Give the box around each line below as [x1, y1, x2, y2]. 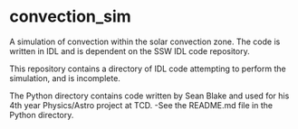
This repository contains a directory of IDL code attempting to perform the [9, 63, 287, 74]
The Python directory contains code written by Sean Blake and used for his [9, 90, 290, 101]
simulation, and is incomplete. [9, 72, 120, 83]
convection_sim [9, 6, 131, 27]
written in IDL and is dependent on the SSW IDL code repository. [9, 45, 251, 56]
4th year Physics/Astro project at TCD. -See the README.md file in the [9, 99, 274, 110]
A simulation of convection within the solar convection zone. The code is [9, 36, 281, 47]
